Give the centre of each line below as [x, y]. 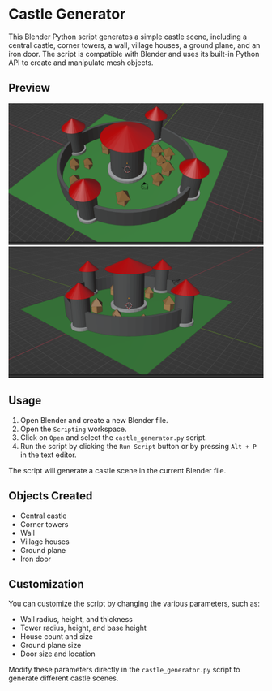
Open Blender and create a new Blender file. [94, 420]
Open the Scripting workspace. [73, 429]
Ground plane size [51, 646]
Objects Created [51, 496]
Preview [30, 88]
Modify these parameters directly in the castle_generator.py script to [124, 670]
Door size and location [57, 654]
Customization [47, 584]
